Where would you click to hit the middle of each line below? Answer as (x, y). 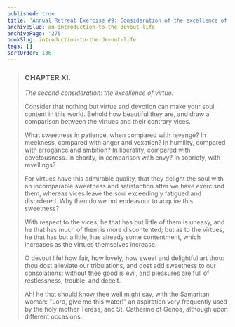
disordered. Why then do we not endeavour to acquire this (109, 201)
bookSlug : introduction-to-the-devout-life (72, 40)
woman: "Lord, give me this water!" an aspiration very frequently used (126, 302)
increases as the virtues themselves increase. (90, 245)
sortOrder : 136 (29, 53)
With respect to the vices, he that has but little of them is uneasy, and (125, 222)
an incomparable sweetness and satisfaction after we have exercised (124, 186)
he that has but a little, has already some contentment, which (113, 237)
